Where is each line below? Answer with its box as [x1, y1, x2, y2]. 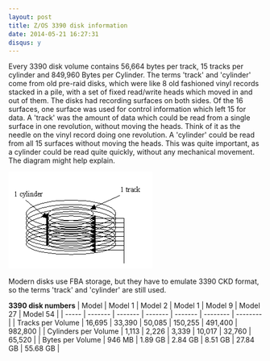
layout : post [8, 13, 52, 21]
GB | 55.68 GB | [8, 343, 60, 354]
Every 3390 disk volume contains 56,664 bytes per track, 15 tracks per [8, 61, 244, 72]
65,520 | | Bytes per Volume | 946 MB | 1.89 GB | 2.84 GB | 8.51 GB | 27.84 [8, 335, 255, 345]
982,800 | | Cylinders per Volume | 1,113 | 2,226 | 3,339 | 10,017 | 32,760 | [8, 326, 251, 336]
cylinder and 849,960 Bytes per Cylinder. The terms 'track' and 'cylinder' [8, 70, 251, 80]
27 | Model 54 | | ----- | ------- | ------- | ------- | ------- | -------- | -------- [8, 309, 263, 319]
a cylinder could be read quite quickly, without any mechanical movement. [8, 147, 255, 157]
